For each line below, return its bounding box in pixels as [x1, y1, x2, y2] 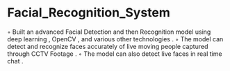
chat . [7, 57, 24, 65]
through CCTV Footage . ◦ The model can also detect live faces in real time [7, 50, 222, 58]
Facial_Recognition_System [7, 5, 170, 21]
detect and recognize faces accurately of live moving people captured [7, 42, 208, 50]
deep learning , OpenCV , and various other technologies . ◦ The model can [7, 34, 224, 43]
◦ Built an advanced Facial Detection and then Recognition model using [7, 28, 211, 36]
